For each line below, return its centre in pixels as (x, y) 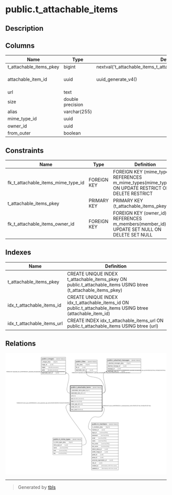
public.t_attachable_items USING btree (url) (113, 326)
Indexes (18, 253)
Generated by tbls (37, 487)
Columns (20, 45)
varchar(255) (78, 112)
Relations (21, 343)
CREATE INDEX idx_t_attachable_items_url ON (115, 320)
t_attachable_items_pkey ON (97, 279)
